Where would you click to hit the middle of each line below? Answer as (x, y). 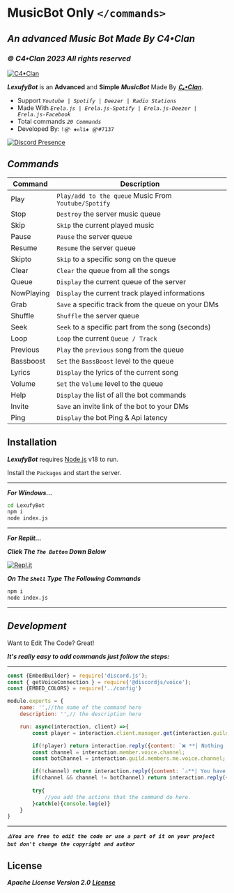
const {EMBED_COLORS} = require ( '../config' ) (74, 689)
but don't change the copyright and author (71, 844)
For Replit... (24, 538)
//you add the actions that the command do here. (118, 797)
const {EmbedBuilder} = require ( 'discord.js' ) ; (78, 676)
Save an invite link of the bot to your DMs (123, 406)
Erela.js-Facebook (44, 114)
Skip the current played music (106, 225)
